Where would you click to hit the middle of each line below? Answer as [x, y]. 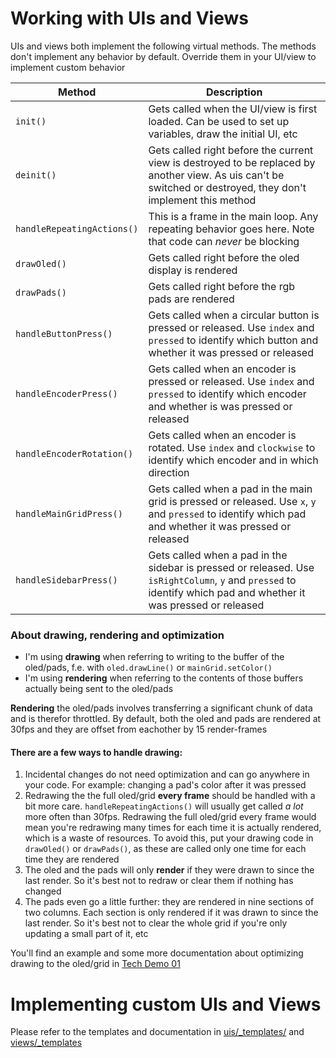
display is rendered [193, 270]
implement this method [202, 200]
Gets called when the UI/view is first [233, 109]
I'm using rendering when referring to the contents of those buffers [164, 678]
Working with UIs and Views [129, 18]
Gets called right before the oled [224, 257]
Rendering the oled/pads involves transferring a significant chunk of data [161, 708]
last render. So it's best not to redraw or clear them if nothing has [159, 881]
